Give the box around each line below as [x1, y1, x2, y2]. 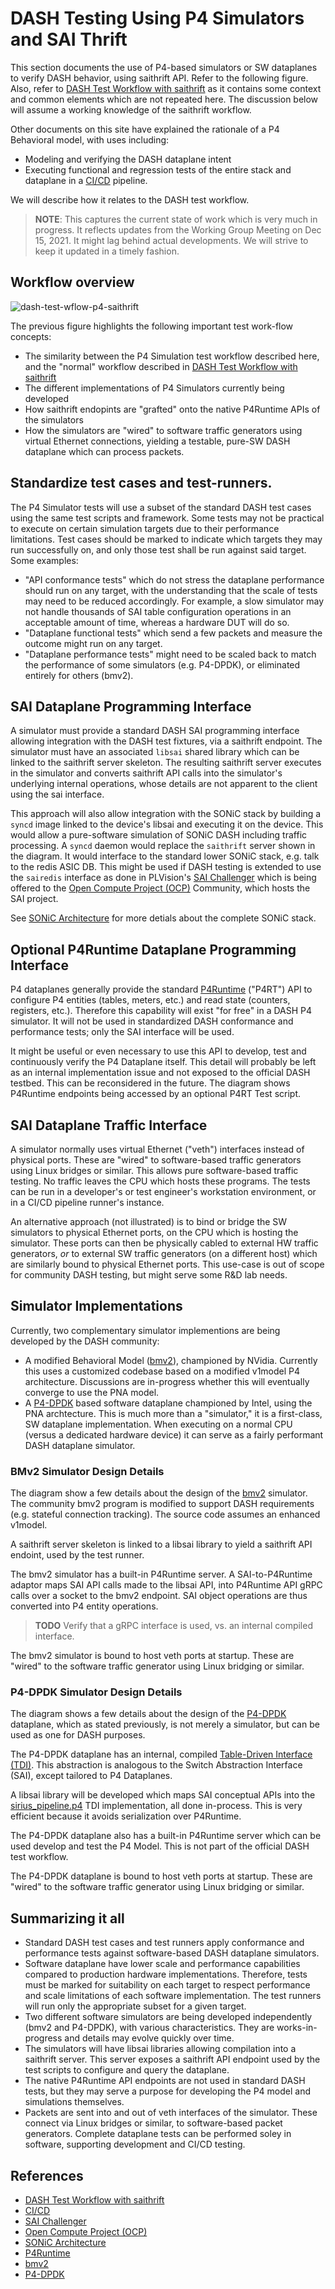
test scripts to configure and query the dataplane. [24, 2064, 230, 2076]
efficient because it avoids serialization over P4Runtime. [10, 1810, 242, 1822]
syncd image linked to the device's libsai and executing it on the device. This [10, 818, 324, 831]
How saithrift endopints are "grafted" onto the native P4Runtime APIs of [24, 403, 321, 415]
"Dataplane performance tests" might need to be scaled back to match [24, 648, 317, 660]
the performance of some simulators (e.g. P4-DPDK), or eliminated [24, 658, 301, 671]
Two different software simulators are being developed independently [24, 2011, 313, 2023]
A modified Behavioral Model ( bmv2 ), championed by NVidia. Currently [24, 1354, 318, 1366]
